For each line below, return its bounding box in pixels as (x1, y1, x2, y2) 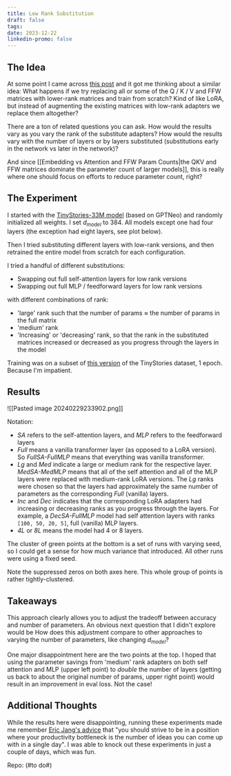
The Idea (7, 61, 46, 73)
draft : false (7, 17, 45, 23)
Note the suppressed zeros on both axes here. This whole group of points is (7, 568, 223, 576)
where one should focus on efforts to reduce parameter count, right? (7, 172, 203, 180)
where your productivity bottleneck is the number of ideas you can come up (7, 733, 223, 741)
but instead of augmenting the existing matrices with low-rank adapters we (7, 101, 221, 110)
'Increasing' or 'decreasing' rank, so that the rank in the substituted (17, 331, 209, 339)
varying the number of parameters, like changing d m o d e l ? (7, 636, 169, 646)
